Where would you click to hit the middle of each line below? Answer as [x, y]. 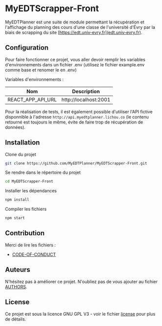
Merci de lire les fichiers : [30, 245]
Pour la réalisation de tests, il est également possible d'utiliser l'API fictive [79, 112]
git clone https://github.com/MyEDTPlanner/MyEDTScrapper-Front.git [76, 163]
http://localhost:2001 [86, 100]
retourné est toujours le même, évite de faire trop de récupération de [74, 122]
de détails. [16, 319]
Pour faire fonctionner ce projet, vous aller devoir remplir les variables [75, 60]
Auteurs [18, 270]
